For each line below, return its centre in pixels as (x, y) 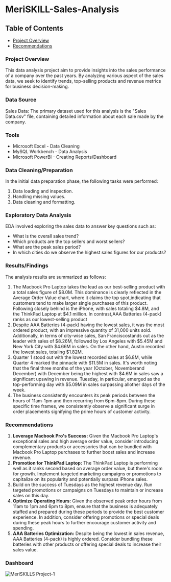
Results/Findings (27, 265)
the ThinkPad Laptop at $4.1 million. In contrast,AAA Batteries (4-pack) (87, 314)
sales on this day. (31, 496)
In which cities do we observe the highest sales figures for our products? (89, 252)
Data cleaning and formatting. (44, 202)
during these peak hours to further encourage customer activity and (84, 523)
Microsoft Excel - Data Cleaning (46, 146)
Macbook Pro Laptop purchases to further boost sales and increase (84, 452)
